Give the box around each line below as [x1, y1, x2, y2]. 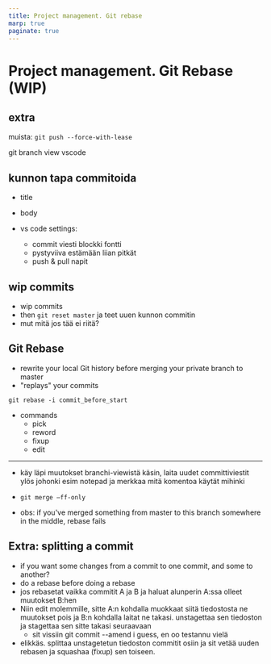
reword [31, 427, 56, 436]
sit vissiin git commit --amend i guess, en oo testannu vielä [31, 629, 228, 639]
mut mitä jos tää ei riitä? [19, 319, 99, 328]
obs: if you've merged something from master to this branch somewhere [19, 507, 261, 517]
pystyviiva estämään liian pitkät [31, 248, 137, 258]
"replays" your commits [19, 380, 99, 390]
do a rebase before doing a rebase [19, 578, 135, 587]
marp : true [8, 19, 45, 27]
